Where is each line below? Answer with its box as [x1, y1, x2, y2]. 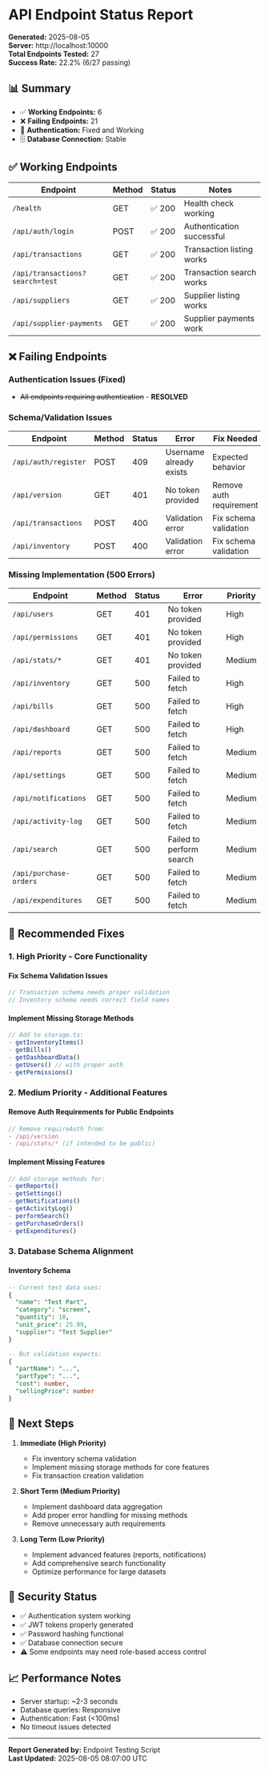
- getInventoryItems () [8, 1038, 84, 1046]
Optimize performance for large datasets [31, 1567, 167, 1576]
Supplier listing [183, 290, 240, 301]
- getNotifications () [8, 1197, 81, 1206]
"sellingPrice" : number [15, 1387, 94, 1396]
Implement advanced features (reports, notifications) [31, 1549, 207, 1559]
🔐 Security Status [8, 1589, 98, 1603]
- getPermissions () [8, 1068, 74, 1076]
